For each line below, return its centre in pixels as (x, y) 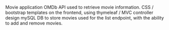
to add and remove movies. (34, 23)
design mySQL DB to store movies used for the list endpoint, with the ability (85, 18)
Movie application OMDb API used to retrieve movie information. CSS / (79, 7)
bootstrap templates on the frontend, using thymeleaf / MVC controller (79, 12)
